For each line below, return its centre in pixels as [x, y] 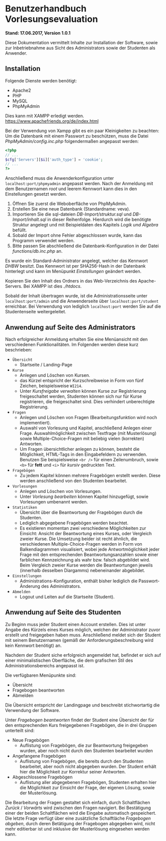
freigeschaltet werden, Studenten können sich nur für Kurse [81, 396]
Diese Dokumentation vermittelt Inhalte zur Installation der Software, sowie [82, 42]
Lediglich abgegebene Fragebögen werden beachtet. [74, 523]
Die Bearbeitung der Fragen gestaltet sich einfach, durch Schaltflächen [78, 802]
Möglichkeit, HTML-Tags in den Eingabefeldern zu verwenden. [83, 454]
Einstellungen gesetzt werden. [36, 194]
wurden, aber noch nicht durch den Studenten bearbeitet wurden [86, 751]
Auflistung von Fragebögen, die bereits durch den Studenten [82, 761]
